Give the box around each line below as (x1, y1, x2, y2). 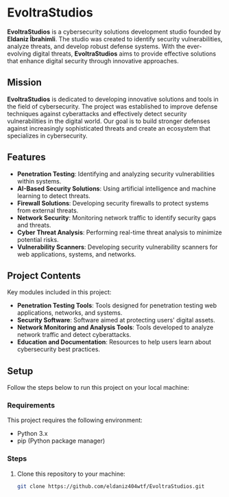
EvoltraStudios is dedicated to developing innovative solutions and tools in (7, 95, 219, 103)
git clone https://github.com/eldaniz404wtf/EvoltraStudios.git (16, 483, 205, 489)
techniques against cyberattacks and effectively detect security (7, 109, 187, 118)
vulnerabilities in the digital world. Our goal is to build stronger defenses (7, 117, 210, 125)
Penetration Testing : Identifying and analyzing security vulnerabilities (16, 170, 215, 178)
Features (7, 151, 46, 163)
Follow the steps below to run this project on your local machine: (7, 384, 190, 392)
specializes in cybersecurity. (7, 131, 88, 140)
